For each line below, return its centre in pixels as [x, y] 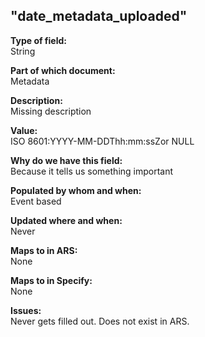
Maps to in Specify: [51, 280]
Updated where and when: [66, 220]
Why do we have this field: [66, 160]
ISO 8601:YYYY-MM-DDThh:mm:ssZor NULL [102, 141]
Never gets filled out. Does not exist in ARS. [100, 321]
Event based [36, 201]
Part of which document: [63, 70]
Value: [24, 130]
